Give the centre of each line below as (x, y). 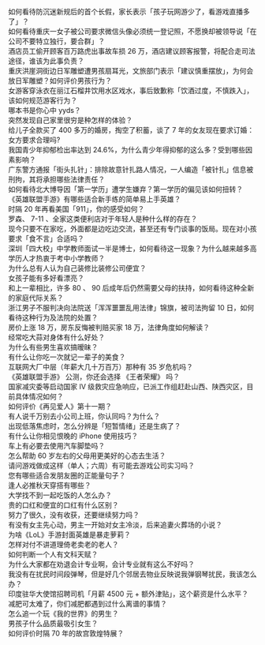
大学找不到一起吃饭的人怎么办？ (60, 495)
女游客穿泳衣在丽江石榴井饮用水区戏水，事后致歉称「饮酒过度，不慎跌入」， (131, 90)
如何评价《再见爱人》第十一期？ (60, 406)
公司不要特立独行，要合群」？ (56, 41)
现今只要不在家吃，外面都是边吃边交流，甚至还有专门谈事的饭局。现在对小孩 (132, 229)
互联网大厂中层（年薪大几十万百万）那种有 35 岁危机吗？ (101, 367)
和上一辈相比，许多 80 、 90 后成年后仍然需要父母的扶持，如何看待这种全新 (131, 288)
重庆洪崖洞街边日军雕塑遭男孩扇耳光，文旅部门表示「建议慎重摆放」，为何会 (131, 71)
